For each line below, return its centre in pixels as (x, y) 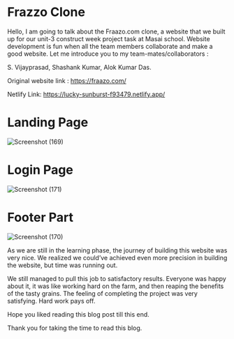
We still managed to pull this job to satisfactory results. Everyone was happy (117, 278)
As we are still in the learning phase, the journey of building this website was (117, 250)
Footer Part (40, 218)
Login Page (40, 170)
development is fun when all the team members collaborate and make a (110, 46)
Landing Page (48, 122)
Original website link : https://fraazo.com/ (67, 80)
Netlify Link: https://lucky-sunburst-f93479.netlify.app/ (86, 94)
